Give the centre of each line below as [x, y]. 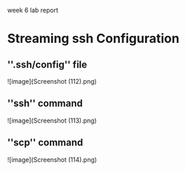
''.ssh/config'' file [47, 64]
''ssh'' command [45, 104]
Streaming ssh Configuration [93, 39]
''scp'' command [45, 142]
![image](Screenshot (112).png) [52, 81]
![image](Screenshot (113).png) [52, 120]
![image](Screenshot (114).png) [52, 159]
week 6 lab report [33, 10]
